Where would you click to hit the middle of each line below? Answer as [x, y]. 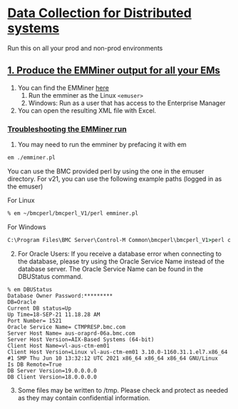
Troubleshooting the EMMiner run [67, 128]
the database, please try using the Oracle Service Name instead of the [121, 261]
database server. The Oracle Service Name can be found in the [110, 268]
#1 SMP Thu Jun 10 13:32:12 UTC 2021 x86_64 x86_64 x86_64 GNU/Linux [113, 358]
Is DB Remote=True [35, 364]
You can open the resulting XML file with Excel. [87, 110]
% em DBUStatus [30, 289]
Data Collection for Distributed [100, 13]
